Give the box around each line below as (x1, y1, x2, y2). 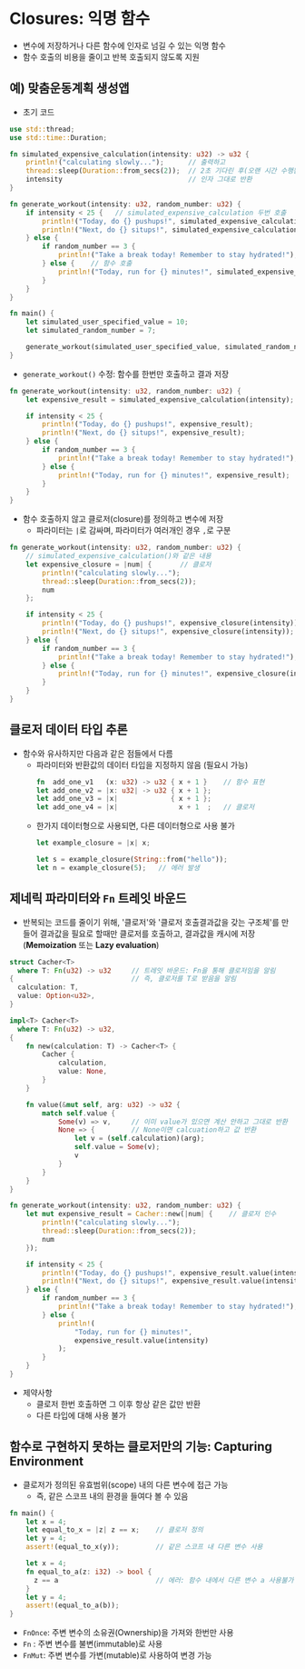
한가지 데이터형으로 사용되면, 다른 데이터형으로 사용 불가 (35, 820, 236, 832)
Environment (9, 1454, 84, 1469)
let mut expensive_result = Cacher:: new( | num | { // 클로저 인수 (25, 1210, 277, 1219)
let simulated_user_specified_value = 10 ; (25, 317, 189, 327)
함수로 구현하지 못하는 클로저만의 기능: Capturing (9, 1439, 272, 1454)
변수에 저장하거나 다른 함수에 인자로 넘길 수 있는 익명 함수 (22, 40, 227, 51)
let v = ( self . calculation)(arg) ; (74, 1134, 205, 1144)
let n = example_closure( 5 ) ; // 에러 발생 (35, 863, 200, 873)
